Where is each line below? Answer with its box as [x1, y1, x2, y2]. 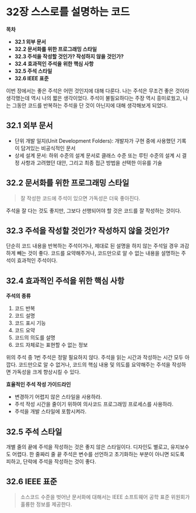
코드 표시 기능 [14, 319, 46, 326]
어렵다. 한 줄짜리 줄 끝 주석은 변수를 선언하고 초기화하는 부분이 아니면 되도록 [12, 451, 185, 457]
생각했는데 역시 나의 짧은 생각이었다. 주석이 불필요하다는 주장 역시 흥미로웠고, [6, 94, 182, 101]
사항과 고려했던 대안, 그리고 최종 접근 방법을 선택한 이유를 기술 [20, 159, 162, 166]
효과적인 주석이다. [16, 257, 58, 264]
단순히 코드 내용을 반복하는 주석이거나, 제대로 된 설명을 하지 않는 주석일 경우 [6, 242, 179, 249]
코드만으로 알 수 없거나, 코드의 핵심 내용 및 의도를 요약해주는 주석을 [18, 361, 171, 369]
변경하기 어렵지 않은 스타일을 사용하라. [14, 393, 102, 401]
